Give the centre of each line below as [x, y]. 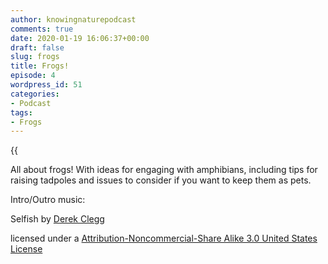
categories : [35, 94]
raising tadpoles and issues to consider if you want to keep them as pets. [161, 180]
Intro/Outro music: [48, 200]
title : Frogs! [40, 66]
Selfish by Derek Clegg [57, 219]
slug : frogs [35, 57]
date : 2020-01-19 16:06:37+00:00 [80, 38]
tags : [21, 112]
